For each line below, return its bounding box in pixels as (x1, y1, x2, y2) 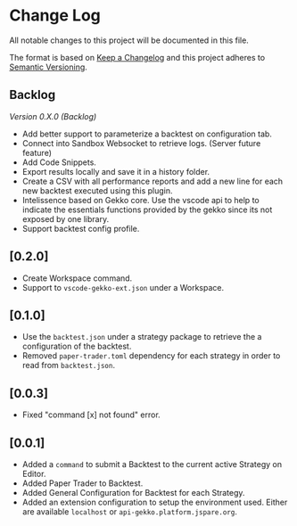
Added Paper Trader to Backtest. (21, 478, 144, 489)
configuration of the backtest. (21, 341, 132, 352)
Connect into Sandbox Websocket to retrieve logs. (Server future (21, 137, 261, 148)
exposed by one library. (21, 213, 110, 224)
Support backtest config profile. (21, 223, 140, 234)
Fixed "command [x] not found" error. (21, 409, 161, 420)
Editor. (21, 469, 46, 479)
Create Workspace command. (21, 273, 133, 284)
